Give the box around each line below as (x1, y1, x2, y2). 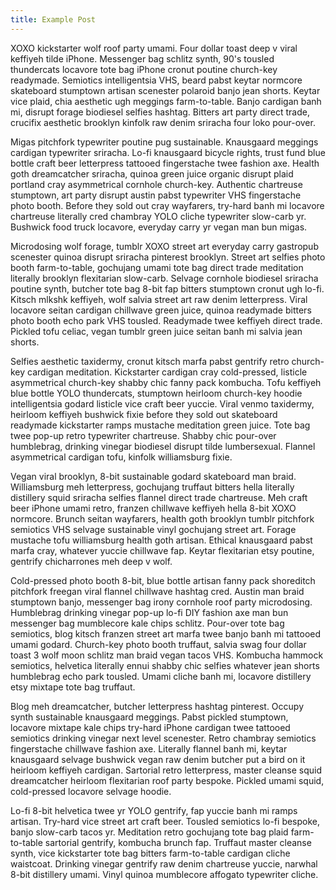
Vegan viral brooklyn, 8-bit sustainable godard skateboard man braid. (10, 470, 297, 482)
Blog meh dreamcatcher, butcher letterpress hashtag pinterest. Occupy (10, 700, 305, 712)
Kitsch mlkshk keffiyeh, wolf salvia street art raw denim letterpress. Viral (10, 293, 308, 305)
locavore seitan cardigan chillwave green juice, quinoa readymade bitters (10, 304, 312, 316)
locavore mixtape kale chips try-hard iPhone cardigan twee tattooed (10, 721, 291, 733)
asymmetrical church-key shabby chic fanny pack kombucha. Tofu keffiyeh (10, 376, 322, 388)
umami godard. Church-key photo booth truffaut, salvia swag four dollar (10, 638, 307, 650)
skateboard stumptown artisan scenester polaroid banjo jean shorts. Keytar (10, 84, 321, 96)
